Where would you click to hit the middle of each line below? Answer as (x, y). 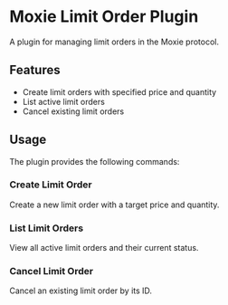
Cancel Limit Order (51, 272)
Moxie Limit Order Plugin (104, 17)
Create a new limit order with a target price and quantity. (114, 205)
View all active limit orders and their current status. (104, 248)
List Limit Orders (47, 228)
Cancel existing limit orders (73, 111)
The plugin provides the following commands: (95, 161)
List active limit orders (64, 101)
